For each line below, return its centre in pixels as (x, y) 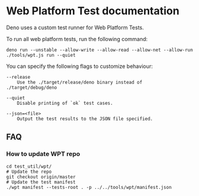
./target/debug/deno (32, 88)
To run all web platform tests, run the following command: (77, 39)
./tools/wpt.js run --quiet (41, 55)
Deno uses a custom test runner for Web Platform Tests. (75, 27)
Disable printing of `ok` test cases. (65, 103)
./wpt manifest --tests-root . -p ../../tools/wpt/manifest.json (89, 187)
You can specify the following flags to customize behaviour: (80, 66)
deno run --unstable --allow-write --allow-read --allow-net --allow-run (100, 50)
